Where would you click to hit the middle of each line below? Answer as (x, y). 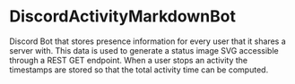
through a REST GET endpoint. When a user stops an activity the (129, 60)
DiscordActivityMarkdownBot (122, 17)
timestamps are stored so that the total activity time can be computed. (139, 70)
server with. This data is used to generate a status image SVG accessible (144, 50)
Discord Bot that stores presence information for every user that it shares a (148, 41)
